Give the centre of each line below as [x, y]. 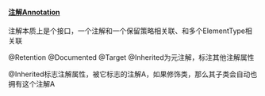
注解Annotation [35, 12]
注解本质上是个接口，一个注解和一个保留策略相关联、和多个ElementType [127, 31]
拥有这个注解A [32, 84]
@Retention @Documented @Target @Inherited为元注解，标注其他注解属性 [131, 57]
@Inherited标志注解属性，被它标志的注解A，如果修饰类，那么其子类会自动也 [133, 74]
